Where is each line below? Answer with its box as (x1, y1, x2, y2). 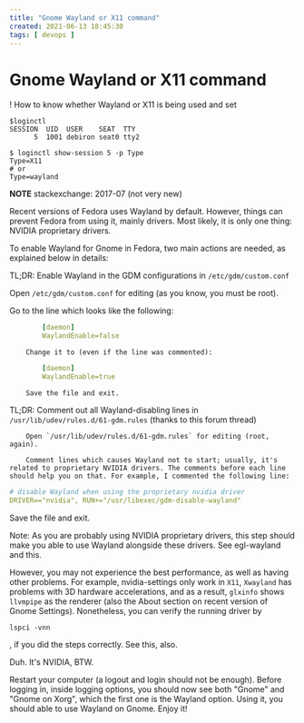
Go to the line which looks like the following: (9, 305, 174, 316)
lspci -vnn (9, 623, 51, 632)
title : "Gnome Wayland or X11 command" (9, 13, 161, 23)
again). (9, 440, 39, 449)
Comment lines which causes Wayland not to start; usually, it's (25, 455, 279, 464)
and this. (9, 549, 43, 560)
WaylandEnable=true (42, 371, 116, 381)
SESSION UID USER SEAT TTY (9, 124, 136, 134)
